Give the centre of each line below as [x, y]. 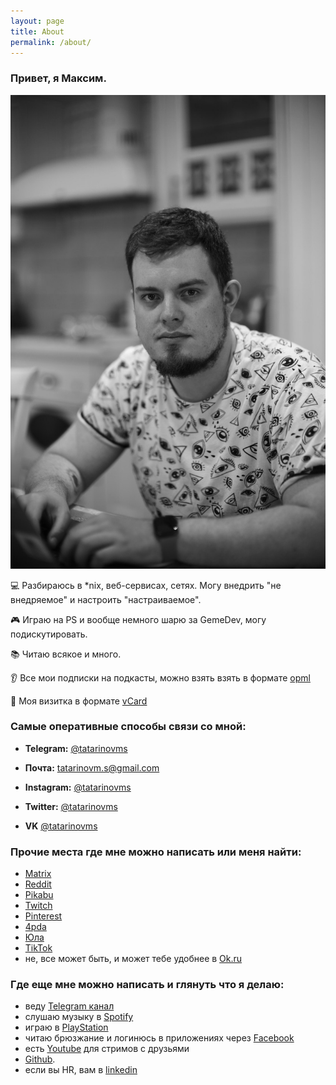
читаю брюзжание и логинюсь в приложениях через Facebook [159, 1038]
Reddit [38, 884]
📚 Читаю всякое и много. [66, 654]
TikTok [38, 948]
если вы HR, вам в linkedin [81, 1070]
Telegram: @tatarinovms [76, 748]
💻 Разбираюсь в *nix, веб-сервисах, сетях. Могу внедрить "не [146, 585]
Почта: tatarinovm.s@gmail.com [92, 767]
